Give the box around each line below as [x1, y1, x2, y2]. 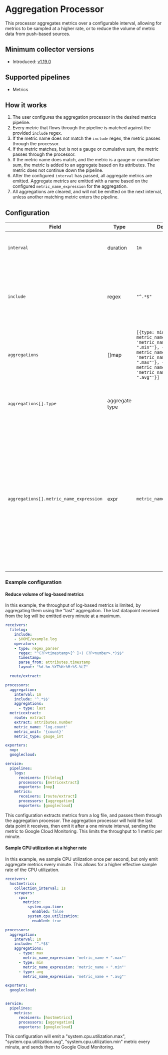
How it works [5, 101, 47, 109]
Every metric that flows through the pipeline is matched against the [12, 125, 151, 131]
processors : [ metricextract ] [18, 780, 79, 785]
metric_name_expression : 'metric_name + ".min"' [23, 964, 126, 970]
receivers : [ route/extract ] [18, 794, 77, 799]
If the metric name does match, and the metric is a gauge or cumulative [12, 157, 160, 163]
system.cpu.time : [27, 904, 64, 910]
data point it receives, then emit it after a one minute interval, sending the [5, 823, 156, 829]
